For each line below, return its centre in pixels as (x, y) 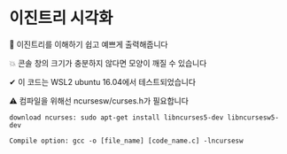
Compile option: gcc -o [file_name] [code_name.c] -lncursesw (126, 141)
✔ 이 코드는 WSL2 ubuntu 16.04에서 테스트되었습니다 (103, 81)
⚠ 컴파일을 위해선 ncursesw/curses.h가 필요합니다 (99, 100)
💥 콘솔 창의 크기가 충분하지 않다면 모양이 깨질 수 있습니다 (108, 63)
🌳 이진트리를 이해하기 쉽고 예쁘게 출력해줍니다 (89, 44)
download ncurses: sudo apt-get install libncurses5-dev (116, 117)
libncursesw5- (253, 117)
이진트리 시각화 (61, 18)
